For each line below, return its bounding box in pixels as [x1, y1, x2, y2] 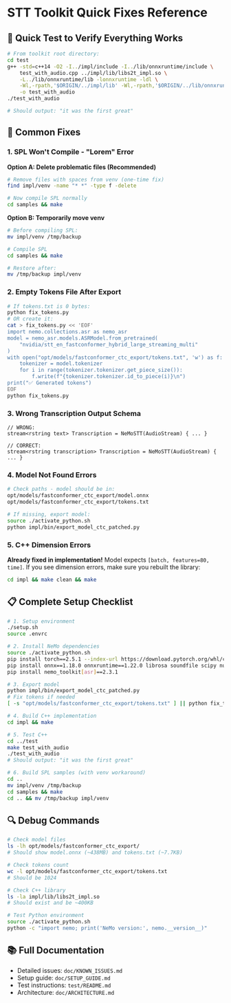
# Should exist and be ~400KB [7, 899, 94, 907]
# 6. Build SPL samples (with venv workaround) [7, 769, 146, 776]
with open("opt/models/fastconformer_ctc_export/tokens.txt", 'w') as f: [7, 354, 223, 361]
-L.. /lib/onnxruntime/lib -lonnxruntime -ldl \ [19, 76, 158, 83]
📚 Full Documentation [7, 945, 104, 956]
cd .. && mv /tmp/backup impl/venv [7, 795, 109, 802]
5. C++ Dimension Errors [7, 540, 91, 549]
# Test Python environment [7, 912, 85, 919]
